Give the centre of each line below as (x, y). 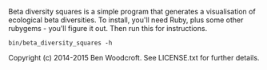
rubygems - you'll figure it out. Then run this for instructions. (108, 28)
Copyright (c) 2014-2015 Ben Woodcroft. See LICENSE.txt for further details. (134, 58)
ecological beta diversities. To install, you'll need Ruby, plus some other (126, 20)
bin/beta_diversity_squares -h (60, 43)
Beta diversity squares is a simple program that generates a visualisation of (132, 12)
